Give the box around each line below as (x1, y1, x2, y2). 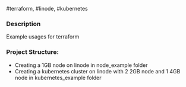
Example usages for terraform (6, 33, 80, 40)
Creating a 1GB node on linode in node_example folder (14, 62, 148, 69)
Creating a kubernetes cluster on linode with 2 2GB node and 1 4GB (14, 67, 181, 75)
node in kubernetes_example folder (14, 74, 102, 81)
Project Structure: (6, 48, 59, 56)
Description (6, 20, 41, 28)
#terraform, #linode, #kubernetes (6, 5, 88, 12)
